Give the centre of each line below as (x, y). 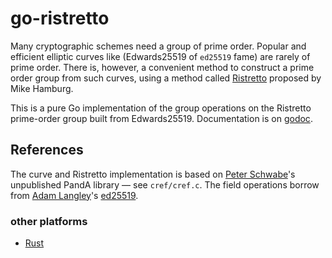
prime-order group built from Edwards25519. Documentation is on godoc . (161, 118)
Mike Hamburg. (42, 88)
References (47, 150)
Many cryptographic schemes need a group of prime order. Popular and (158, 46)
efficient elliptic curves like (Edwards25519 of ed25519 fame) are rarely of (160, 56)
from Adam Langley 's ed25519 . (74, 195)
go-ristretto (60, 18)
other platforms (49, 221)
